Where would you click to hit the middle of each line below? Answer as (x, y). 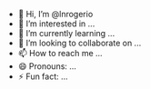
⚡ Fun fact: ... (43, 76)
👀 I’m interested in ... (56, 24)
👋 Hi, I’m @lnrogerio (55, 14)
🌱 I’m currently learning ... (66, 33)
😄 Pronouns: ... (47, 66)
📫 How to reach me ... (60, 53)
